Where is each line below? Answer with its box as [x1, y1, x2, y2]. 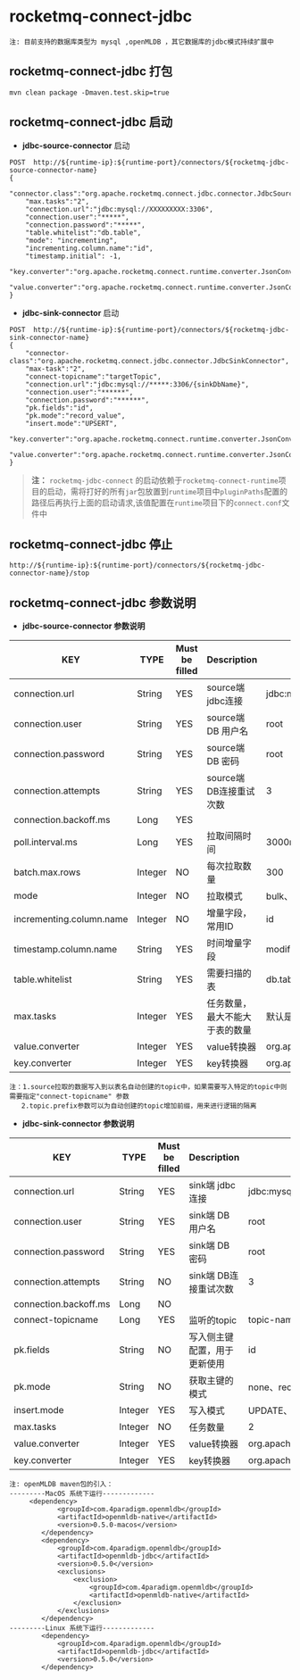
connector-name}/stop [9, 569, 90, 578]
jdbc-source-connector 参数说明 [21, 620, 146, 631]
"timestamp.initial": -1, [25, 252, 122, 261]
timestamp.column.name [13, 944, 118, 956]
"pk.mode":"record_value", [25, 411, 126, 420]
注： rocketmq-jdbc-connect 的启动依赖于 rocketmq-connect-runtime [30, 475, 279, 486]
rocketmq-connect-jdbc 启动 [9, 114, 173, 130]
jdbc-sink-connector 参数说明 [21, 1119, 135, 1129]
